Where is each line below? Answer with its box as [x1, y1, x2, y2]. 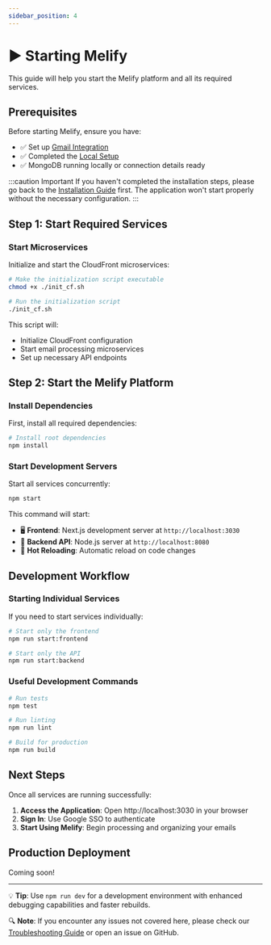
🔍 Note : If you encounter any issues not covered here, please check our [8, 916, 250, 926]
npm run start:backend [8, 657, 85, 665]
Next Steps [8, 768, 65, 782]
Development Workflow [8, 569, 131, 582]
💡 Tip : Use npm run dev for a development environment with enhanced [8, 890, 243, 901]
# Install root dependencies [8, 434, 106, 443]
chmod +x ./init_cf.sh [8, 283, 85, 291]
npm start [8, 494, 42, 503]
